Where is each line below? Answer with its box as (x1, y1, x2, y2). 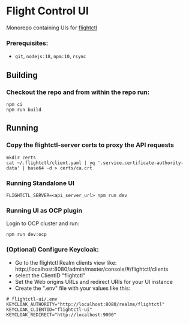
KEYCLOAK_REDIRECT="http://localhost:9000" (6, 311, 117, 318)
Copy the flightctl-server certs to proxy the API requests (6, 141, 174, 149)
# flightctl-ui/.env (6, 296, 58, 302)
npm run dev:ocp (6, 232, 47, 238)
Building (6, 70, 38, 80)
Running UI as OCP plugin (6, 206, 83, 214)
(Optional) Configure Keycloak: (6, 246, 99, 254)
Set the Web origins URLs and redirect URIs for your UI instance (14, 278, 173, 285)
